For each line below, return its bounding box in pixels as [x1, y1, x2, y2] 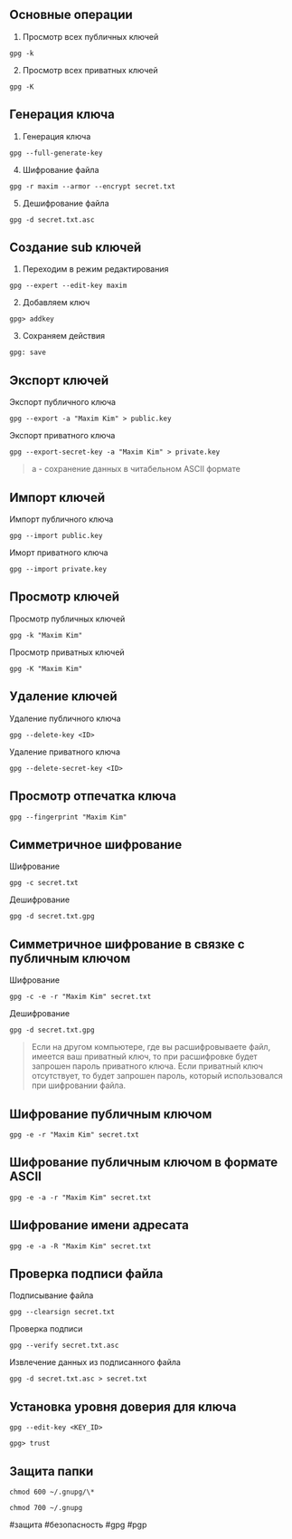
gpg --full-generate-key [9, 149, 103, 158]
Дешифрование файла [22, 197, 109, 208]
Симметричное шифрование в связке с [9, 937, 246, 952]
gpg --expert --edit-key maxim [9, 281, 127, 291]
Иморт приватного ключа [9, 547, 108, 558]
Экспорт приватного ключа [9, 430, 116, 441]
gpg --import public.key [9, 532, 103, 541]
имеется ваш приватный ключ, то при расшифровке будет [31, 1051, 258, 1063]
